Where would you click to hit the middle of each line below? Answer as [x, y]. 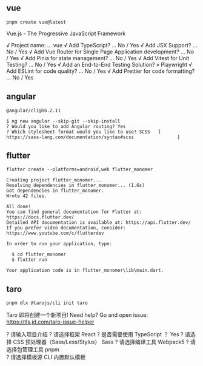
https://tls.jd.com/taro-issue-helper [50, 322]
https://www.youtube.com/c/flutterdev [55, 233]
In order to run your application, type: [59, 244]
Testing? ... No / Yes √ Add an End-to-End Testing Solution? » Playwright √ [99, 64]
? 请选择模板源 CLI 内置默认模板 [46, 357]
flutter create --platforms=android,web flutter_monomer [80, 170]
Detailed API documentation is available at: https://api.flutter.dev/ [98, 223]
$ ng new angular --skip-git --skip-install [63, 121]
